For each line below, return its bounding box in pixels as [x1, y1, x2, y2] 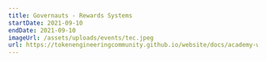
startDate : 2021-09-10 [8, 19, 83, 27]
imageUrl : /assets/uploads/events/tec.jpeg [8, 33, 154, 42]
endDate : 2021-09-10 [8, 26, 77, 34]
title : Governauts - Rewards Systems [8, 11, 133, 20]
